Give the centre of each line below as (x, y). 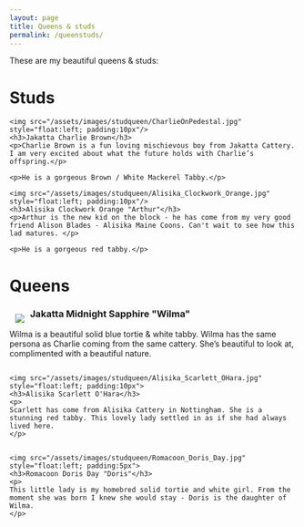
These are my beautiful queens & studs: (84, 61)
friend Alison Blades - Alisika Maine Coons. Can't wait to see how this (152, 226)
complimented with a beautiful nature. (81, 353)
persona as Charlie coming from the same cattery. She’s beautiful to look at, (152, 344)
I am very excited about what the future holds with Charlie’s (132, 154)
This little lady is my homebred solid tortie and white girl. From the (150, 490)
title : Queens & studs (52, 26)
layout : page (34, 18)
